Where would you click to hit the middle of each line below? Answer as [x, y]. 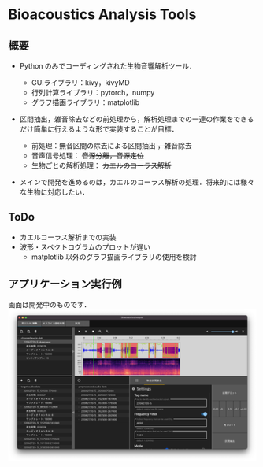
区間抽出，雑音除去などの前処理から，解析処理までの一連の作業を [126, 119]
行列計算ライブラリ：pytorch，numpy [93, 93]
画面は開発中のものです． [50, 304]
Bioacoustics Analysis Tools [102, 15]
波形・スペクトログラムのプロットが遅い [85, 246]
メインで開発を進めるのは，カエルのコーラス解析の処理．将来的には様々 [137, 182]
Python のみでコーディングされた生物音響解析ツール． [108, 66]
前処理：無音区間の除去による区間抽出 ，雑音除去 [112, 146]
